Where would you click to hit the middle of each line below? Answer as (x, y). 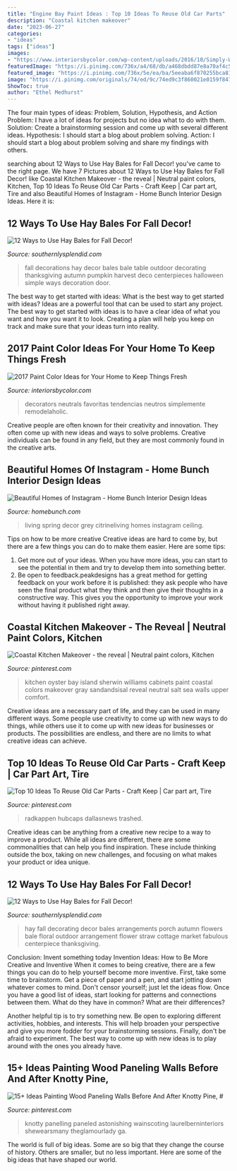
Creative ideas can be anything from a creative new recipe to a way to (109, 832)
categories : (25, 34)
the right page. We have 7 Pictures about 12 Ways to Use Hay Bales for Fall (116, 171)
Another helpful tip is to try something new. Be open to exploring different (114, 1016)
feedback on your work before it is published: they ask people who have (122, 582)
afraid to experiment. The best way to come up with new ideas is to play (112, 1038)
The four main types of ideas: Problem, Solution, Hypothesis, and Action (112, 113)
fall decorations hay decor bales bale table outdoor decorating (115, 267)
